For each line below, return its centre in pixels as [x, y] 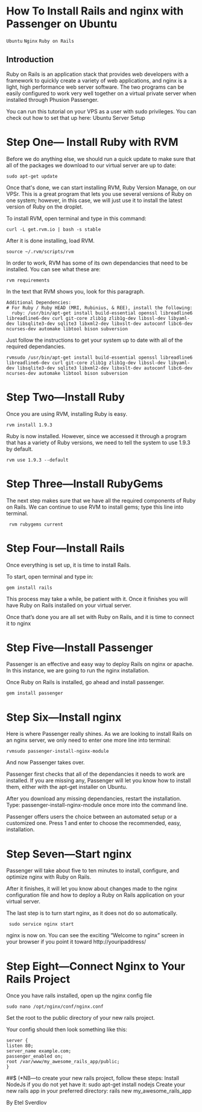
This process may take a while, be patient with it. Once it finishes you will [97, 598]
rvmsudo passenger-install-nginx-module [58, 752]
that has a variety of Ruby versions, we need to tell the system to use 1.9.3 [99, 442]
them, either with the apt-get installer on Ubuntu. [67, 787]
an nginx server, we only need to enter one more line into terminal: [89, 740]
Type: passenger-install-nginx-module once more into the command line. [97, 805]
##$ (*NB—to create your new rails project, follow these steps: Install [93, 1078]
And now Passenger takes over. [46, 762]
